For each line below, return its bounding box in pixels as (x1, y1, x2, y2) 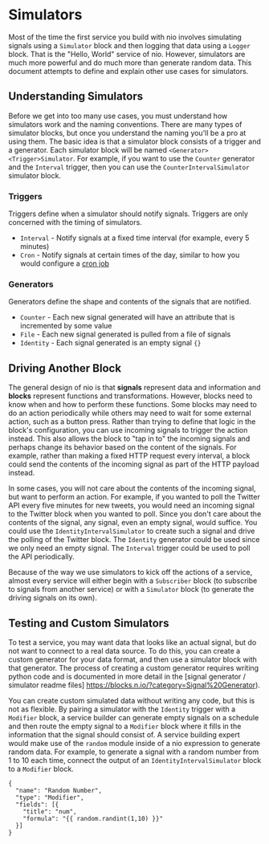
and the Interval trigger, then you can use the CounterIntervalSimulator (8, 162, 251, 172)
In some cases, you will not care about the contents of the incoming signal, (8, 483, 256, 493)
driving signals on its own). (8, 593, 98, 603)
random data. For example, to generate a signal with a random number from (8, 747, 259, 756)
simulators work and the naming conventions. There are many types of (8, 119, 243, 129)
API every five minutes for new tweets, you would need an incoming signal (8, 500, 255, 511)
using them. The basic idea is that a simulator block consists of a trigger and (8, 137, 261, 146)
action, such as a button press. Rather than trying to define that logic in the (8, 417, 256, 426)
